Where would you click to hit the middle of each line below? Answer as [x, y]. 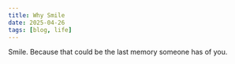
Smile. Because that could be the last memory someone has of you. [118, 52]
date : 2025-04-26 [37, 23]
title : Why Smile [37, 15]
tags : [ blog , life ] [40, 30]
